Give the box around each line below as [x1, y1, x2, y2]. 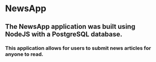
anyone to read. [5, 51, 43, 58]
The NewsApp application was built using [5, 22, 135, 31]
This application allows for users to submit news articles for [5, 44, 151, 51]
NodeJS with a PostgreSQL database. [5, 30, 123, 38]
